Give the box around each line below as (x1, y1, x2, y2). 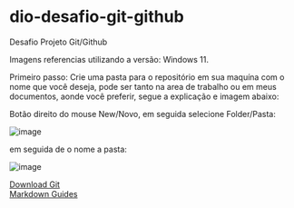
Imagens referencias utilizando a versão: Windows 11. (9, 54, 210, 64)
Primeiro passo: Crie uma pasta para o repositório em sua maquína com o (9, 71, 285, 83)
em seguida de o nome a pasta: (9, 144, 127, 154)
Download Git (9, 179, 61, 190)
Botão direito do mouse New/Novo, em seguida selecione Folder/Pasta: (9, 108, 277, 119)
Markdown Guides (9, 188, 78, 199)
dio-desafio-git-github (9, 6, 184, 27)
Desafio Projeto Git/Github (9, 36, 108, 47)
